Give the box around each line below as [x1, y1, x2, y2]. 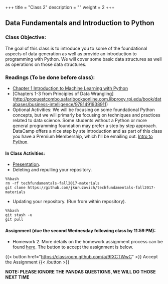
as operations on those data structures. [5, 61, 87, 67]
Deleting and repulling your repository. [12, 167, 92, 173]
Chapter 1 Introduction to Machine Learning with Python [12, 85, 128, 91]
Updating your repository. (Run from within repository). [12, 199, 126, 205]
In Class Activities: [5, 150, 45, 156]
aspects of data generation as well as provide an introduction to [5, 50, 137, 57]
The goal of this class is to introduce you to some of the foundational [5, 45, 147, 51]
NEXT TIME [5, 274, 30, 280]
